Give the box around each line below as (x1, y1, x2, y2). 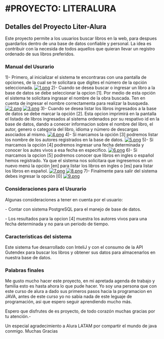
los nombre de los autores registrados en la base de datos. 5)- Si (5, 137, 154, 143)
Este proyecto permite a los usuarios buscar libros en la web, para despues (5, 35, 157, 41)
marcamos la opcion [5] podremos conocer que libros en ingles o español (5, 152, 154, 158)
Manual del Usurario (5, 63, 54, 70)
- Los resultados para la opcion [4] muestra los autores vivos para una (5, 216, 147, 221)
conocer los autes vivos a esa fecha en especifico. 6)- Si (5, 147, 138, 153)
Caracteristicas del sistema (5, 233, 72, 240)
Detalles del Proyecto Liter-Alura (5, 23, 107, 31)
